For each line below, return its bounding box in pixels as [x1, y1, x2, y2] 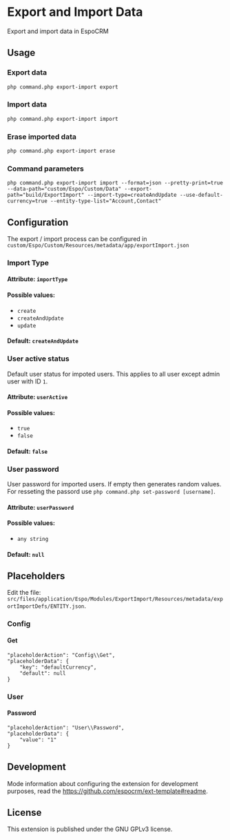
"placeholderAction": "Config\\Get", [7, 651, 116, 658]
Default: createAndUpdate [7, 336, 79, 345]
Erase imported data [7, 132, 77, 142]
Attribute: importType [7, 275, 68, 283]
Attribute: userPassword [7, 503, 74, 511]
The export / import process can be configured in [7, 234, 147, 242]
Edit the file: [7, 589, 41, 597]
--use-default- [179, 191, 224, 199]
